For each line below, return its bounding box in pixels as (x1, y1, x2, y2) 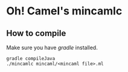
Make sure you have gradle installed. (6, 44, 98, 51)
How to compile (6, 28, 66, 38)
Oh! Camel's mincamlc (6, 4, 123, 18)
